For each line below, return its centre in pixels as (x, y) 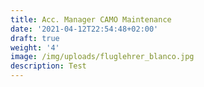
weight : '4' (35, 47)
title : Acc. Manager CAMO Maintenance (91, 19)
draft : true (35, 38)
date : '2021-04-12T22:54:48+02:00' (84, 29)
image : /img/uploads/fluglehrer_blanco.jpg (102, 57)
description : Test (48, 66)
